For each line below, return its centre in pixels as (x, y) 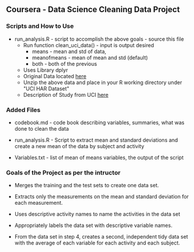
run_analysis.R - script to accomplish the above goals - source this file (99, 39)
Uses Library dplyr (46, 70)
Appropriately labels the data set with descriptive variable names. (93, 225)
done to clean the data (41, 128)
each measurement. (39, 203)
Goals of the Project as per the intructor (63, 173)
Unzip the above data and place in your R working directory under (103, 82)
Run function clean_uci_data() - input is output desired (89, 45)
